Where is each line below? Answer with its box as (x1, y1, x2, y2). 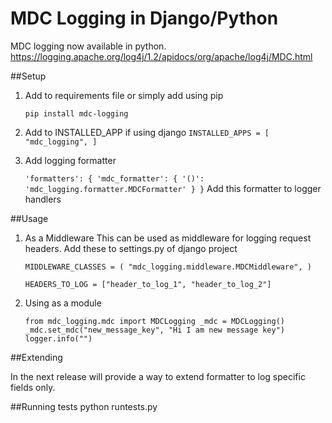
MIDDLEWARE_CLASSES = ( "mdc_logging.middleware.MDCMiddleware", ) (24, 262, 312, 272)
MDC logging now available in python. (10, 40, 167, 52)
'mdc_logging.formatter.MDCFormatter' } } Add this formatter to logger (24, 182, 322, 194)
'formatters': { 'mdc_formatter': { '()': (24, 173, 205, 184)
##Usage (10, 212, 49, 224)
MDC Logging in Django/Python (10, 7, 279, 30)
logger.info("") (24, 333, 93, 344)
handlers (24, 193, 62, 205)
